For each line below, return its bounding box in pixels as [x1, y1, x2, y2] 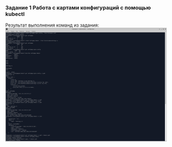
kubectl [5, 10, 25, 17]
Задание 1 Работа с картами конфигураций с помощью [5, 4, 151, 11]
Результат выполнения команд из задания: [5, 22, 99, 28]
